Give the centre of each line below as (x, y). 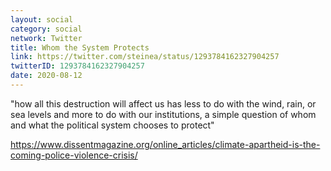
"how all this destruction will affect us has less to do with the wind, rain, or (163, 103)
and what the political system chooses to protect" (112, 125)
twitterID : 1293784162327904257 (77, 66)
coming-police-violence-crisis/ (74, 155)
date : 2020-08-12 (46, 76)
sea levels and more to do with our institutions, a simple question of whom (163, 114)
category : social (46, 29)
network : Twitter (46, 38)
